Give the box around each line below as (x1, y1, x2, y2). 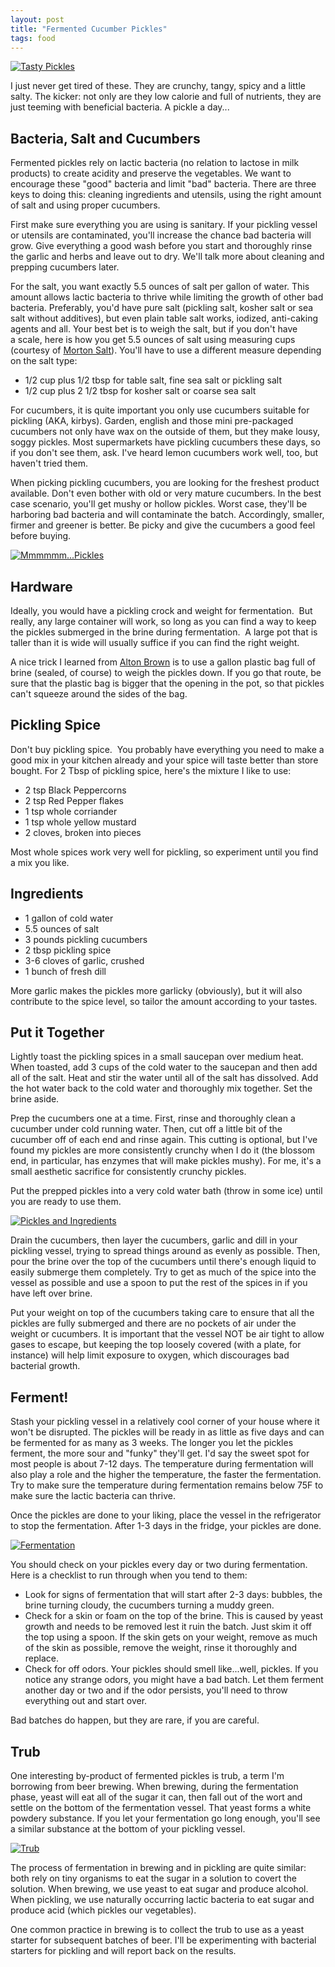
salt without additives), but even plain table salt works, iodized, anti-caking (10, 312, 319, 325)
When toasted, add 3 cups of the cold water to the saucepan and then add (10, 1061, 318, 1073)
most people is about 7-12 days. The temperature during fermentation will (10, 1458, 314, 1470)
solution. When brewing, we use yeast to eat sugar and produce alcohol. (10, 1883, 309, 1895)
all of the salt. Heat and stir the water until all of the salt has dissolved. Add (10, 1072, 319, 1084)
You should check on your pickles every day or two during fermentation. (10, 1559, 308, 1571)
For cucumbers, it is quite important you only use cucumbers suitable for (10, 404, 310, 416)
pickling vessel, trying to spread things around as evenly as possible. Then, (10, 1245, 321, 1257)
